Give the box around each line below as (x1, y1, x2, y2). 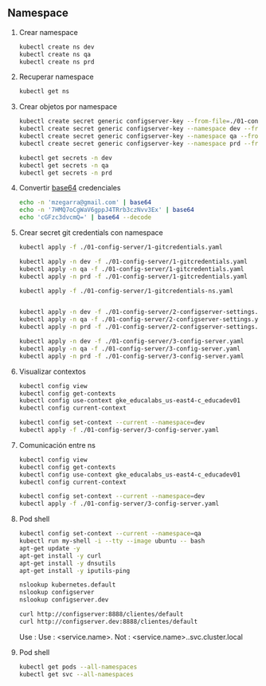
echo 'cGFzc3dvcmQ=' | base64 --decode (18, 214, 152, 221)
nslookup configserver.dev (18, 596, 109, 604)
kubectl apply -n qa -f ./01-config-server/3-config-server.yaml (18, 344, 241, 353)
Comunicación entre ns (18, 440, 96, 449)
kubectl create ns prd (18, 57, 95, 66)
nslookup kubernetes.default (18, 581, 116, 589)
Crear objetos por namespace (18, 102, 117, 112)
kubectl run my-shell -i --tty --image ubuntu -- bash (18, 537, 205, 545)
